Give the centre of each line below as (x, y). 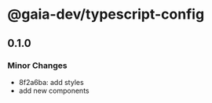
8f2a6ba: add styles (51, 82)
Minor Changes (37, 66)
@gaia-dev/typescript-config (106, 14)
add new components (54, 91)
